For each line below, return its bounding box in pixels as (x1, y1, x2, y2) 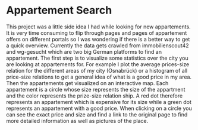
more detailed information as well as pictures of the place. (6, 117, 149, 124)
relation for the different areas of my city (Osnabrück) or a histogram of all (6, 67, 188, 74)
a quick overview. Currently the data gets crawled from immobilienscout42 (6, 42, 189, 49)
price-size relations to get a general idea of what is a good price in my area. (6, 73, 192, 80)
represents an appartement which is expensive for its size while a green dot (6, 98, 192, 105)
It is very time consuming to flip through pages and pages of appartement (6, 29, 187, 36)
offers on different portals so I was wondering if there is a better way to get (6, 35, 190, 43)
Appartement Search (6, 4, 112, 17)
